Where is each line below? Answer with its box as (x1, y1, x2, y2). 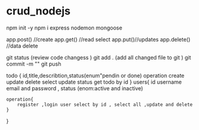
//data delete (6, 42, 38, 49)
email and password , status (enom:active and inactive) (6, 84, 144, 91)
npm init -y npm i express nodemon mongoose (6, 24, 122, 31)
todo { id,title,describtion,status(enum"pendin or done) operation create (6, 72, 185, 79)
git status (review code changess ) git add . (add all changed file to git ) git (6, 54, 191, 61)
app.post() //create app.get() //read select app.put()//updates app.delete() (6, 36, 191, 43)
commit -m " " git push (6, 60, 62, 67)
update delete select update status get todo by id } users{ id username (6, 78, 182, 85)
